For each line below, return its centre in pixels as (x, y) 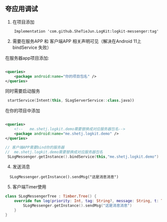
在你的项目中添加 (23, 111)
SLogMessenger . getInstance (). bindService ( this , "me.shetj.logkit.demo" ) (83, 157)
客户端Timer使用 (29, 187)
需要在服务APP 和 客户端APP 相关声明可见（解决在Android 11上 (77, 41)
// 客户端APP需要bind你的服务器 (35, 147)
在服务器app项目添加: (27, 58)
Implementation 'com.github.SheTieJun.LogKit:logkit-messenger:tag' (86, 31)
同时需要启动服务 (23, 91)
